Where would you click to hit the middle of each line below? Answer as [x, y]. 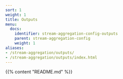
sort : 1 [14, 10]
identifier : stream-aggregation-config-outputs [66, 34]
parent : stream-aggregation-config [53, 39]
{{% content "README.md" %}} [39, 72]
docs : [16, 29]
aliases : [15, 48]
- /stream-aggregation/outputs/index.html [51, 57]
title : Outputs [22, 19]
